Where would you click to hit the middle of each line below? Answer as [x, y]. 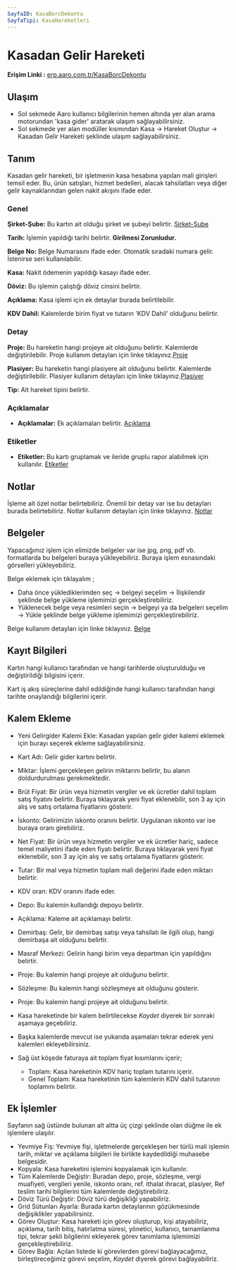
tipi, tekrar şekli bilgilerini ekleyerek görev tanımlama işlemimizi [109, 1237]
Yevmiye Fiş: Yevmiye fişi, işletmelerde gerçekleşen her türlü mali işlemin [123, 1147]
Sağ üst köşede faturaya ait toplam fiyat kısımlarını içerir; [100, 1058]
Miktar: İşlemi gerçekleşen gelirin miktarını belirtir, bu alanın [104, 770]
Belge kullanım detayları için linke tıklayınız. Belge [79, 628]
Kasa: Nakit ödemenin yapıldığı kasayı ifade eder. [79, 273]
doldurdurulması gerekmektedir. [64, 778]
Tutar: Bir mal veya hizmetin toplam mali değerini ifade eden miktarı [115, 870]
